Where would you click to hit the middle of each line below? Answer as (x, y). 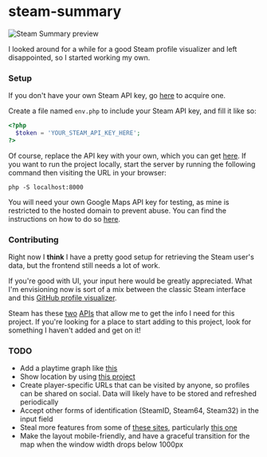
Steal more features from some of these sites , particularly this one (128, 427)
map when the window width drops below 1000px (101, 444)
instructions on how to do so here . (65, 219)
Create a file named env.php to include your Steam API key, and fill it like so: (132, 111)
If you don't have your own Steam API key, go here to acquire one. (117, 96)
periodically (39, 402)
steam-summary (65, 12)
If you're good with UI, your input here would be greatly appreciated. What (130, 281)
